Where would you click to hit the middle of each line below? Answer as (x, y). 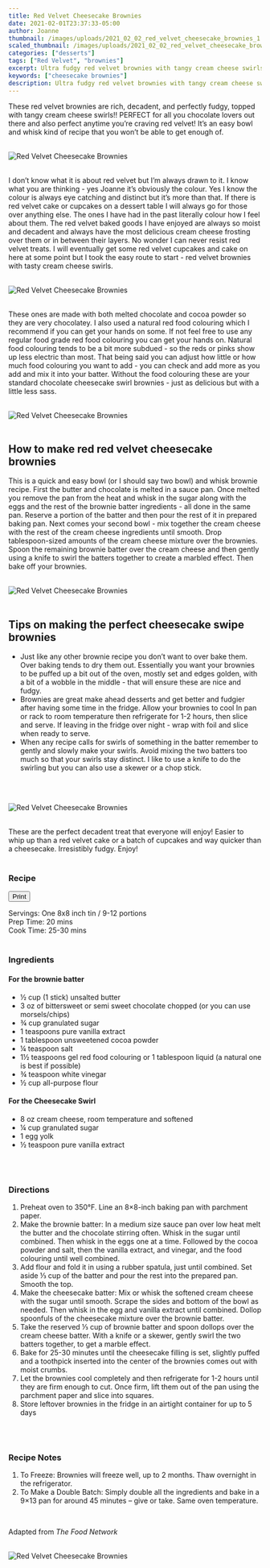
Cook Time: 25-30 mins (47, 930)
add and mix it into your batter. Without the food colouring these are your (129, 374)
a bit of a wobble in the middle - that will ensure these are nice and (130, 682)
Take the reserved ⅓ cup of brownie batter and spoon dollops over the (137, 1327)
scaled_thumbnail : (39, 46)
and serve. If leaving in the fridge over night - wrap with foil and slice (134, 725)
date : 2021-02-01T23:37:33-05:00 (64, 23)
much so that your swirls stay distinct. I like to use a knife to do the (130, 759)
